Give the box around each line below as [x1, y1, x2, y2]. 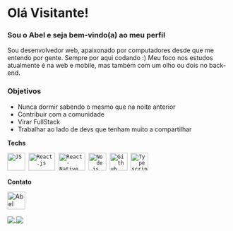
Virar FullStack [17, 117, 61, 126]
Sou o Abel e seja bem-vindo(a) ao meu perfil [7, 30, 166, 40]
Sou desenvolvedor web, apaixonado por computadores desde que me [7, 46, 214, 54]
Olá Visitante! [7, 5, 90, 21]
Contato [7, 177, 32, 186]
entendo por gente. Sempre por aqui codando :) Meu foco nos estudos [7, 54, 213, 62]
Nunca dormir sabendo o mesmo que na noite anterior [17, 102, 176, 111]
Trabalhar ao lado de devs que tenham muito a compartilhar [17, 125, 192, 134]
